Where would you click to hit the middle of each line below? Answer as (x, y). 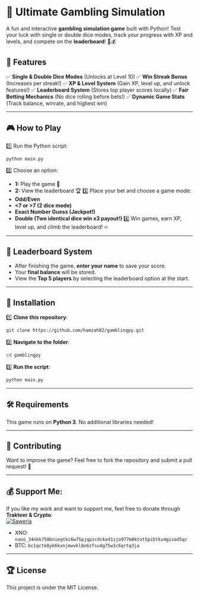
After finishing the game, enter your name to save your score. (90, 266)
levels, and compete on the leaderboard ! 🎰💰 (61, 41)
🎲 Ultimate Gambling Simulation (86, 12)
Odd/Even (27, 199)
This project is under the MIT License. (52, 587)
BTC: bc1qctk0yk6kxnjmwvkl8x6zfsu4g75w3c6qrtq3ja (77, 545)
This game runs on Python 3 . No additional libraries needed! (80, 422)
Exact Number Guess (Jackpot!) (55, 212)
